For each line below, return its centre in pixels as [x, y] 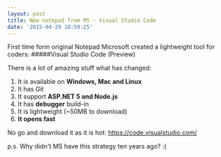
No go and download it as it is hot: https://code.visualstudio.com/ [102, 133]
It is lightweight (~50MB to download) [72, 112]
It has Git [31, 89]
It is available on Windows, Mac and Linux [80, 82]
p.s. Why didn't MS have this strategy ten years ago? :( [87, 146]
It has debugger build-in [53, 104]
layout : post [26, 14]
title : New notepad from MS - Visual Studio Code [82, 20]
